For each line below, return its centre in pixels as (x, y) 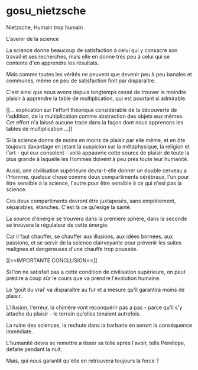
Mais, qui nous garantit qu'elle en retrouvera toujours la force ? (83, 361)
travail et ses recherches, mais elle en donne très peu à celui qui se (88, 56)
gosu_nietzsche (46, 11)
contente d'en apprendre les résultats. (53, 63)
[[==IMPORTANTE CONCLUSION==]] (52, 260)
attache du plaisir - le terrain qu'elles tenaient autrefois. (74, 313)
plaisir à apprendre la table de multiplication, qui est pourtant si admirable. (97, 98)
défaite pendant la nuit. (34, 349)
